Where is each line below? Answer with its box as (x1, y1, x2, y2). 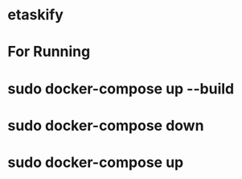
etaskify (7, 6, 64, 24)
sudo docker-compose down (7, 116, 204, 135)
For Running (7, 43, 91, 61)
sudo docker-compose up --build (7, 79, 235, 98)
